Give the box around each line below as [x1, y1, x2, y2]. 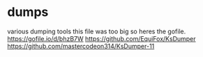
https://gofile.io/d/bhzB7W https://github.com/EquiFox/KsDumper [7, 34, 197, 42]
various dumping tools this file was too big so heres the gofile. [7, 27, 186, 35]
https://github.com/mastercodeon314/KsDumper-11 [7, 42, 155, 50]
